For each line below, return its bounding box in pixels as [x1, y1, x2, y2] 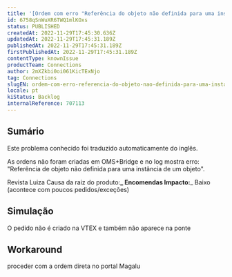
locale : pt [7, 87, 39, 94]
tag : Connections [7, 74, 57, 82]
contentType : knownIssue [7, 55, 79, 62]
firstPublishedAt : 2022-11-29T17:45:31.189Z [7, 49, 137, 56]
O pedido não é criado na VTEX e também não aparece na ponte [7, 224, 191, 232]
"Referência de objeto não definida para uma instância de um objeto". [7, 164, 205, 173]
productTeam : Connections [7, 61, 81, 68]
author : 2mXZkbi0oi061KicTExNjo [7, 68, 100, 75]
